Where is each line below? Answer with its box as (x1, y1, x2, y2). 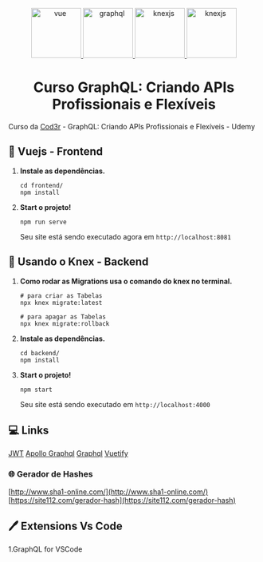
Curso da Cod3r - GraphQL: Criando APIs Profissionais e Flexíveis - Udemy (8, 121, 256, 131)
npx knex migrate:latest (19, 299, 103, 307)
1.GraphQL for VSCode (8, 544, 83, 554)
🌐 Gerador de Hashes (8, 469, 93, 480)
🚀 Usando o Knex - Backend (8, 255, 149, 269)
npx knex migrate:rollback (19, 319, 110, 327)
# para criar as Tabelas (19, 291, 103, 299)
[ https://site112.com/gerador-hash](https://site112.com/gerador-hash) (8, 495, 237, 505)
